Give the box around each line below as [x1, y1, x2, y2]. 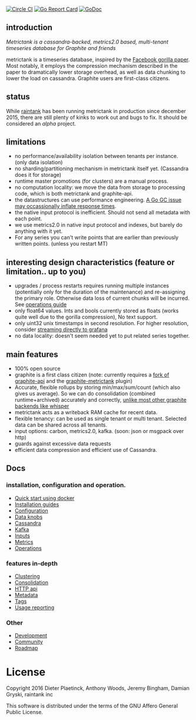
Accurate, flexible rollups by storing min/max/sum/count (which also [14, 384, 181, 391]
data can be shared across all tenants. [14, 421, 108, 428]
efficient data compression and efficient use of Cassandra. [14, 447, 157, 454]
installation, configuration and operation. [6, 481, 127, 489]
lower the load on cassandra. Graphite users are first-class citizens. [6, 74, 171, 82]
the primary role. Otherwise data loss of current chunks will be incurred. [14, 295, 190, 302]
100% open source [14, 365, 61, 372]
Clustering [14, 573, 40, 580]
